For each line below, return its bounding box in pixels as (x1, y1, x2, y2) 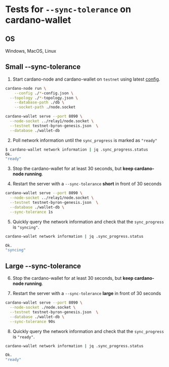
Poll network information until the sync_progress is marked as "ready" (12, 137, 158, 143)
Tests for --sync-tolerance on (5, 4, 132, 15)
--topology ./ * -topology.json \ (10, 95, 78, 100)
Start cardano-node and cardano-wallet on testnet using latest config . (12, 76, 160, 82)
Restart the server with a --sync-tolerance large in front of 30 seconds (12, 290, 161, 297)
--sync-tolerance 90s (10, 319, 56, 324)
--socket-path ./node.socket (14, 105, 76, 110)
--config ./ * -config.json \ (14, 90, 73, 96)
